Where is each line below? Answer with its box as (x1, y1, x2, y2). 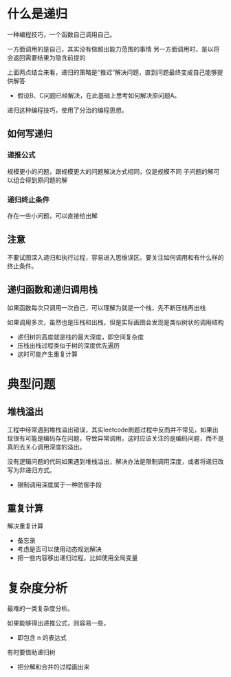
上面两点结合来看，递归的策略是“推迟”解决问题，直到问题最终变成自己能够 (7, 68, 218, 76)
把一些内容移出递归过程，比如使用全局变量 (16, 554, 138, 562)
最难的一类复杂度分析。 (7, 604, 74, 612)
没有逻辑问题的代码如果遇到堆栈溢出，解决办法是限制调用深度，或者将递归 (7, 457, 218, 465)
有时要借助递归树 (7, 648, 56, 656)
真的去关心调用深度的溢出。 (7, 443, 86, 451)
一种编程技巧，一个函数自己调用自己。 (7, 30, 115, 38)
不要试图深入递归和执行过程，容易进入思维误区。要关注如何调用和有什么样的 (7, 253, 224, 261)
